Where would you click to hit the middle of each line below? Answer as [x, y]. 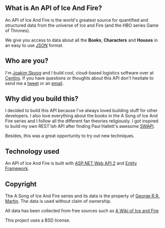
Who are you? [27, 61]
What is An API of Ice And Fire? [54, 8]
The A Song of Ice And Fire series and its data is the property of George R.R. [82, 196]
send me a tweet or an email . [34, 83]
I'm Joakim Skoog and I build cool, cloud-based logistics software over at [79, 73]
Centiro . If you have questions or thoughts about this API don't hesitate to [79, 78]
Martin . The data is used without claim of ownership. [58, 201]
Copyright [21, 184]
